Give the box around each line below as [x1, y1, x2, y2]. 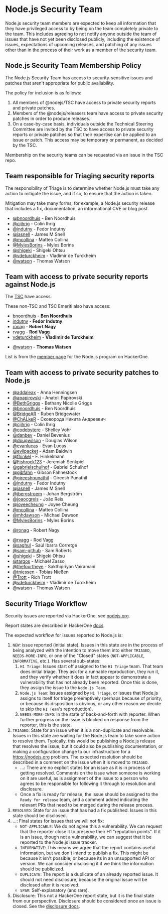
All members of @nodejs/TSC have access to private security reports [12, 99, 156, 105]
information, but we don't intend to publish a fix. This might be [20, 850, 149, 856]
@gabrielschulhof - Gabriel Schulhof [12, 464, 89, 470]
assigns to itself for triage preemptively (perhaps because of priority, [20, 695, 162, 701]
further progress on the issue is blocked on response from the [20, 717, 149, 722]
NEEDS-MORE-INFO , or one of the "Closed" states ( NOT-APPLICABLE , [12, 652, 145, 659]
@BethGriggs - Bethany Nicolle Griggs [12, 400, 92, 406]
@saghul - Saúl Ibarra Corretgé [12, 542, 78, 548]
